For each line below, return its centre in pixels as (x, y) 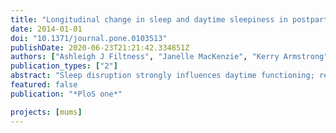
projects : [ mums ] (46, 112)
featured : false (44, 85)
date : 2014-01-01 (46, 29)
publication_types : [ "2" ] (64, 66)
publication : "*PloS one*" (66, 94)
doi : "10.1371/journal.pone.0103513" (89, 38)
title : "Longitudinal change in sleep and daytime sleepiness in (149, 19)
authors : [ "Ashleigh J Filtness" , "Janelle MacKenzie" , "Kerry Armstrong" (169, 57)
